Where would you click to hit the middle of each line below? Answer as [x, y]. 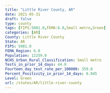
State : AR [15, 42]
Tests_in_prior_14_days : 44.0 [36, 64]
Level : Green [18, 78]
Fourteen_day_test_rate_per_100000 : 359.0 [49, 69]
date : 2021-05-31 [23, 14]
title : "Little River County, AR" [40, 10]
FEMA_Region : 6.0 [23, 51]
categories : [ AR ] [23, 32]
